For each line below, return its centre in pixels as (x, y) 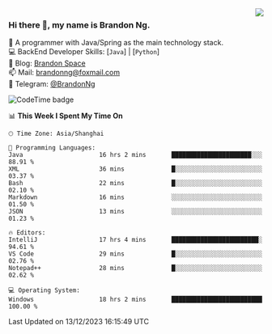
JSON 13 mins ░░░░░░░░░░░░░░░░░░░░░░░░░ (136, 212)
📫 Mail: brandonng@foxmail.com (64, 73)
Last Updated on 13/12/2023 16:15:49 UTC (79, 322)
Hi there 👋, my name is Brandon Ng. (79, 25)
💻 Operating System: (45, 290)
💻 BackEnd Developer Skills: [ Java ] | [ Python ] (84, 52)
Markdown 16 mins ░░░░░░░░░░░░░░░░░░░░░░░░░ (136, 197)
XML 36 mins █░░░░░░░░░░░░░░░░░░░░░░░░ (136, 169)
